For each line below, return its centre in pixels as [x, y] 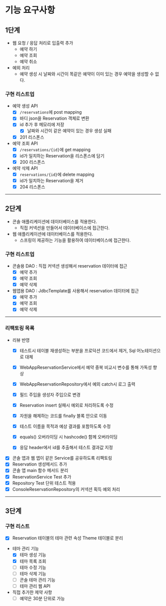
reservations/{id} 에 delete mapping [57, 174]
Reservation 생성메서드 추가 [40, 464]
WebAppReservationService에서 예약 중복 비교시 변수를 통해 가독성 [86, 367]
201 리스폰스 [32, 137]
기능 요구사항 [30, 10]
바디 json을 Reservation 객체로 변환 [55, 118]
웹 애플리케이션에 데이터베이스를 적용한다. [53, 234]
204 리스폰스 [32, 187]
